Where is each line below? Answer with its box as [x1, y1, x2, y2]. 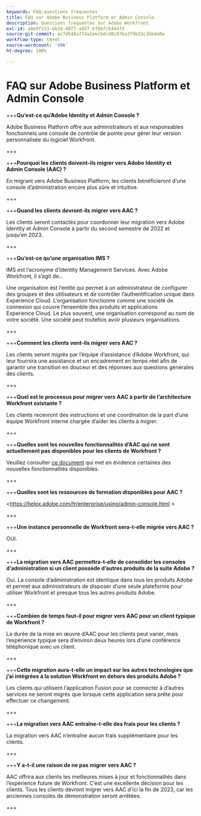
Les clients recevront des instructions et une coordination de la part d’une [6, 411, 189, 418]
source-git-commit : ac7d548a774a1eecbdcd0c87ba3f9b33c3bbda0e [6, 31, 165, 37]
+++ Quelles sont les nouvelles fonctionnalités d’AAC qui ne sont [6, 440, 170, 448]
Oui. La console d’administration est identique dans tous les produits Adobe [6, 576, 193, 583]
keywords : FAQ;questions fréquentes [6, 8, 98, 15]
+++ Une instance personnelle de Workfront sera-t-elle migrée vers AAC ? [6, 523, 194, 530]
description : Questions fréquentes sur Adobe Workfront [6, 20, 149, 26]
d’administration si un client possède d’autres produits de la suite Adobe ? [6, 565, 195, 572]
